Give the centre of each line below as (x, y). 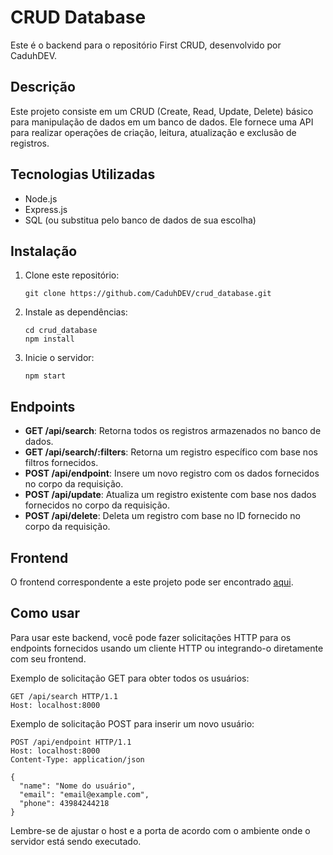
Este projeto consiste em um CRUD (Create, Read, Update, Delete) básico (162, 111)
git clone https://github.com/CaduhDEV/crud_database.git (148, 294)
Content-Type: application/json (77, 759)
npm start (45, 376)
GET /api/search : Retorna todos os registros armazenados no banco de (173, 431)
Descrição (43, 87)
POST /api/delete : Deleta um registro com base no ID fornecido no (162, 516)
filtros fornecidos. (61, 463)
